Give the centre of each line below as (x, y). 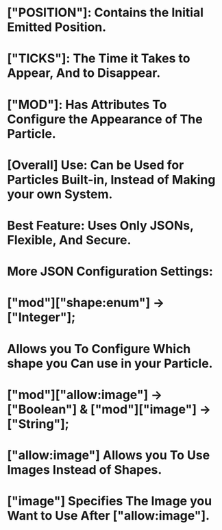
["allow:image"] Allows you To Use (109, 455)
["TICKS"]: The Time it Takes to (99, 59)
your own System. (60, 194)
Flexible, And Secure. (69, 240)
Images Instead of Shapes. (85, 469)
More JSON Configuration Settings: (110, 272)
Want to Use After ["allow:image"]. (109, 516)
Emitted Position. (57, 27)
